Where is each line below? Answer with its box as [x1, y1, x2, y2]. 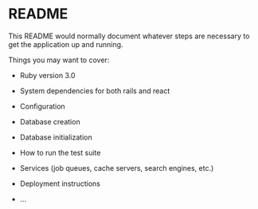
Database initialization [19, 132, 93, 142]
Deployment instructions [19, 179, 101, 188]
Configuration [19, 101, 65, 111]
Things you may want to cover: [8, 55, 110, 65]
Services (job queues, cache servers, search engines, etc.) [19, 163, 214, 172]
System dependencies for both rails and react [19, 85, 170, 96]
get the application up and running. [8, 39, 123, 49]
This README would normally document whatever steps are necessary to [8, 31, 250, 41]
